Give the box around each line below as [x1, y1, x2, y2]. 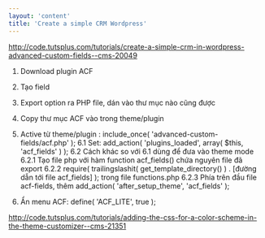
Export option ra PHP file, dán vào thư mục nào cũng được [20, 97, 215, 107]
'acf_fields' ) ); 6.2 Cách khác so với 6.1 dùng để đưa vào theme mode [20, 146, 254, 156]
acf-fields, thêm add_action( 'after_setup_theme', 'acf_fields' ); [20, 180, 230, 191]
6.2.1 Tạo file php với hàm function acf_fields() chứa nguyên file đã [20, 155, 243, 165]
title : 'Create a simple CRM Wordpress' [8, 19, 148, 28]
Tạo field [20, 82, 50, 92]
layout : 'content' [8, 11, 71, 20]
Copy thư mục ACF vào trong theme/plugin [20, 113, 164, 123]
